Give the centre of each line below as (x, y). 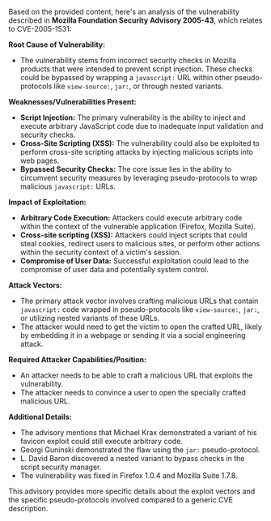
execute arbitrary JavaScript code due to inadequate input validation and (142, 126)
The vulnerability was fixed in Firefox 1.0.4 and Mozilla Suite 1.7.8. (129, 476)
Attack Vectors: (36, 285)
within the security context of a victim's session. (101, 252)
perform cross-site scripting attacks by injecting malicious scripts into (136, 152)
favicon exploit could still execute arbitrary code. (102, 441)
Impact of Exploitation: (47, 202)
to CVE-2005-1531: (40, 29)
